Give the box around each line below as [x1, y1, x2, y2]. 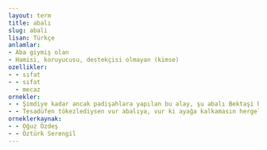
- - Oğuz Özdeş [8, 122, 59, 130]
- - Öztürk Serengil [8, 129, 77, 137]
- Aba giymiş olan [8, 48, 69, 56]
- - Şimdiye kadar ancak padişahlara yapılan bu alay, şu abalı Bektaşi [8, 100, 254, 108]
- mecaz [15, 85, 41, 94]
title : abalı [8, 19, 52, 27]
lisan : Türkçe [8, 33, 56, 42]
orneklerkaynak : [8, 115, 62, 123]
